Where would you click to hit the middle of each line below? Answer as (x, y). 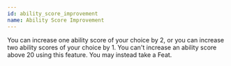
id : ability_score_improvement (53, 14)
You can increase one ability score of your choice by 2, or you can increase (116, 40)
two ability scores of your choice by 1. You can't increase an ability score (112, 47)
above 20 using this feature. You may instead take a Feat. (90, 55)
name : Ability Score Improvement (56, 20)
